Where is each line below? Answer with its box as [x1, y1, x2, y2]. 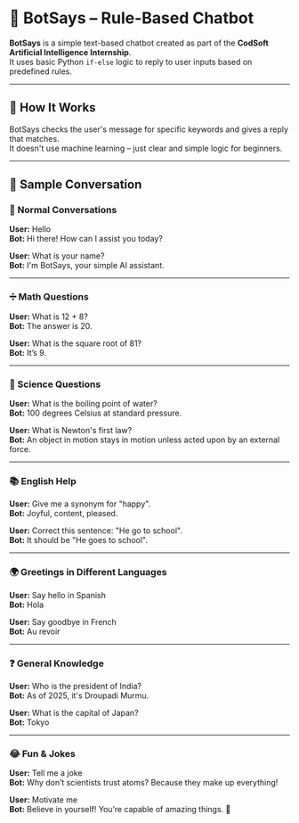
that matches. [9, 133, 60, 144]
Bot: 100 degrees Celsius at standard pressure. [9, 407, 182, 418]
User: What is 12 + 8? [9, 311, 89, 322]
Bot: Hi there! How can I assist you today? [9, 234, 163, 244]
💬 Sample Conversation [9, 177, 142, 193]
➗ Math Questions [9, 291, 89, 303]
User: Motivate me [9, 794, 78, 805]
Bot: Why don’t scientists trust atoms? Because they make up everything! [9, 778, 279, 788]
